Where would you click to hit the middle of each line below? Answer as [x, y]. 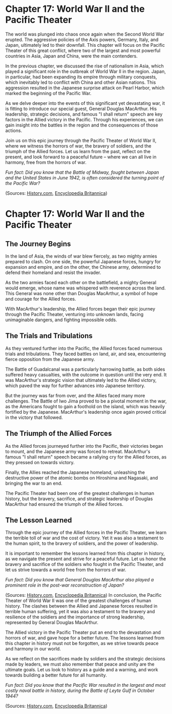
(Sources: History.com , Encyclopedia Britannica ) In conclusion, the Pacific [83, 595]
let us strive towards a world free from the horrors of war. [66, 570]
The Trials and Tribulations [49, 336]
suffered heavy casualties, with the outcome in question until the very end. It [86, 374]
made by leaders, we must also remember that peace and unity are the [80, 664]
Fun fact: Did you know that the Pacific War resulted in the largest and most [85, 685]
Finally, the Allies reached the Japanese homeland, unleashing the [75, 472]
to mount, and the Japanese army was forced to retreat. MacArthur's [78, 451]
